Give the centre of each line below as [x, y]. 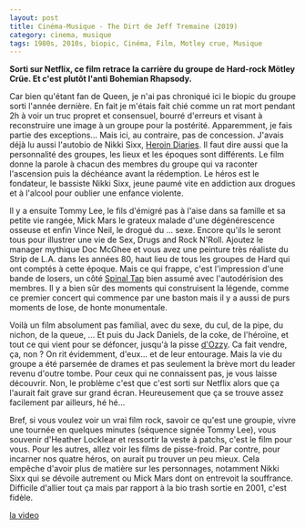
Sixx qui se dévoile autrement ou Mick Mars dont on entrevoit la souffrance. [151, 478]
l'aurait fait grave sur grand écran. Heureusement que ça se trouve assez [147, 393]
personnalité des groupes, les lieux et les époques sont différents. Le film [147, 155]
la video [24, 515]
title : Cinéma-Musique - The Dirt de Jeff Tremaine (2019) [124, 26]
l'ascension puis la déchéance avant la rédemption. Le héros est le [134, 174]
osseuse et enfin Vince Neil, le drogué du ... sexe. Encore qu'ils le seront [145, 230]
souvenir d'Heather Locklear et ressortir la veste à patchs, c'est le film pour [151, 440]
